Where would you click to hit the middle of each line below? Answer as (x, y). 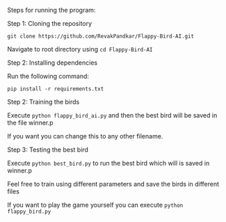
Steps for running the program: (51, 10)
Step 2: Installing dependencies (53, 63)
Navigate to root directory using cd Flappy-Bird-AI (80, 49)
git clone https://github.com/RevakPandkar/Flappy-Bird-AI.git (101, 36)
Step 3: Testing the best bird (48, 150)
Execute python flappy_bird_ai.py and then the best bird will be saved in (112, 115)
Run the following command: (48, 76)
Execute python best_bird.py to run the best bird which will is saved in (108, 163)
